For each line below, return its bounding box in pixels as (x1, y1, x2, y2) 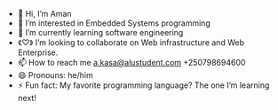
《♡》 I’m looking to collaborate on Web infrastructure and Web (17, 37, 244, 48)
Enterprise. (17, 47, 59, 58)
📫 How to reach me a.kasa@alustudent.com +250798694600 (17, 58, 246, 67)
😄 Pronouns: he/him (17, 70, 93, 80)
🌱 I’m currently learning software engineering (17, 27, 184, 37)
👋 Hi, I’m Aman (17, 9, 73, 19)
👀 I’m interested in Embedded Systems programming (17, 18, 210, 28)
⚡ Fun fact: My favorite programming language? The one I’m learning (17, 80, 270, 90)
